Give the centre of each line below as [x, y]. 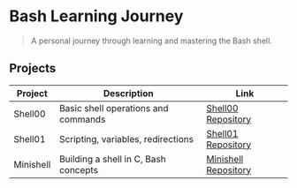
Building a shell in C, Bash [112, 159]
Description [128, 93]
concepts [79, 169]
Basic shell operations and [114, 108]
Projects [33, 68]
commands [82, 119]
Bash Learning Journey [96, 16]
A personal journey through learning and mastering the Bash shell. [151, 41]
